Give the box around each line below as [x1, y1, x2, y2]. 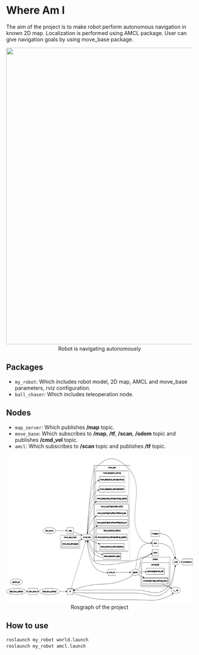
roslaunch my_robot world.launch [6, 637, 89, 643]
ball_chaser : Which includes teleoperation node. [14, 390, 134, 398]
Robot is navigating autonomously [58, 345, 141, 352]
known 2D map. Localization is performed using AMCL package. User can [6, 29, 187, 36]
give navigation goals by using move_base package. [6, 36, 134, 43]
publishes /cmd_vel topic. [14, 436, 78, 443]
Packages [6, 363, 43, 373]
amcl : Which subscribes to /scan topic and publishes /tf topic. [14, 443, 166, 450]
